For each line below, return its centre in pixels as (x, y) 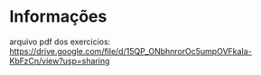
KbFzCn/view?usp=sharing (60, 61)
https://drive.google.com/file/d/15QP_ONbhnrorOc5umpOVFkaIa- (131, 51)
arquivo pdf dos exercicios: (60, 42)
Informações (58, 17)
